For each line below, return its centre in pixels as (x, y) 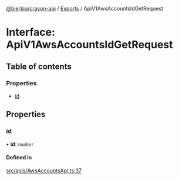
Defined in (19, 158)
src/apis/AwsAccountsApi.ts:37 (44, 171)
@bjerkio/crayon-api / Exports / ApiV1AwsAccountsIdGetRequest (85, 9)
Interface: (31, 32)
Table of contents (39, 66)
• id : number (20, 144)
